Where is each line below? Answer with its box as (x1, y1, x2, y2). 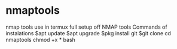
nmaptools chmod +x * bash (5, 36, 76, 43)
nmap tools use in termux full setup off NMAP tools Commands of (5, 23, 168, 30)
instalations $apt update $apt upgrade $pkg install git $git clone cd (5, 29, 172, 36)
